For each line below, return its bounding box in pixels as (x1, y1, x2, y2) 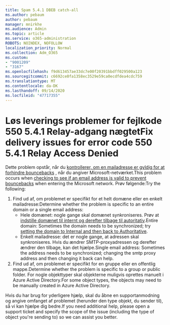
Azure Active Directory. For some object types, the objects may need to (12, 277, 162, 283)
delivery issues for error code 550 (5, 136, 153, 148)
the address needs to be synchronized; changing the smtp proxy (20, 250, 156, 256)
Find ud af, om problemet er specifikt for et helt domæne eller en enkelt (12, 196, 163, 202)
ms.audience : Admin (5, 27, 47, 32)
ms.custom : (5, 55, 29, 60)
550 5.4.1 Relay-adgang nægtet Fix (5, 126, 154, 137)
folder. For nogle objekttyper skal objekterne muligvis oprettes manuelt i (12, 271, 164, 278)
